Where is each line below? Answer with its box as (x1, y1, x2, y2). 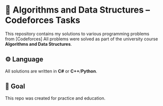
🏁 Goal (5, 82, 25, 90)
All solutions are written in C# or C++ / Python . (5, 68, 97, 74)
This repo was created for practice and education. (5, 95, 106, 101)
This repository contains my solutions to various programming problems (5, 31, 150, 36)
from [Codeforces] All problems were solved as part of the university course (5, 36, 158, 42)
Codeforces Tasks (5, 15, 80, 26)
